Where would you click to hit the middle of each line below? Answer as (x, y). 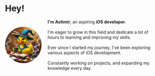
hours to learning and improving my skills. (89, 37)
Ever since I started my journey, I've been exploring (99, 47)
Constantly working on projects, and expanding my (99, 63)
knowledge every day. (70, 68)
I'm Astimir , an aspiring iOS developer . (87, 22)
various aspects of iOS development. (85, 53)
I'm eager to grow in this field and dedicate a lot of (98, 32)
